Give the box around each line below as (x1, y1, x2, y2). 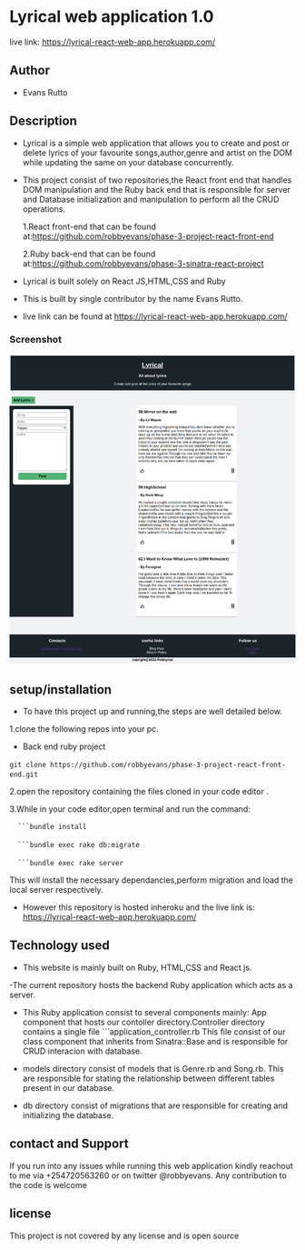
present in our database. (22, 1082, 115, 1093)
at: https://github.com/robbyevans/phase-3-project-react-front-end (22, 230, 274, 242)
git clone (9, 761, 47, 770)
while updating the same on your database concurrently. (22, 156, 234, 167)
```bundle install (17, 823, 88, 832)
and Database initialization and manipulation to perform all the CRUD (22, 194, 280, 205)
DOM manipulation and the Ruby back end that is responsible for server (22, 184, 290, 195)
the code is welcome (9, 1179, 88, 1190)
